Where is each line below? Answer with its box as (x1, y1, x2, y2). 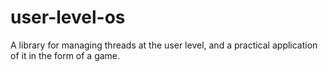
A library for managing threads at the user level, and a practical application (10, 39, 318, 51)
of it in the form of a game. (10, 49, 121, 61)
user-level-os (10, 6, 126, 29)
